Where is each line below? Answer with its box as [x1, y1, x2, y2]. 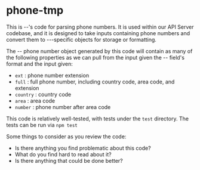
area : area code [14, 97, 56, 104]
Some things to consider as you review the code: [6, 132, 127, 140]
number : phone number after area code [14, 103, 111, 110]
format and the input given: [6, 60, 73, 67]
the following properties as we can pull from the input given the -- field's [6, 54, 185, 61]
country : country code [14, 91, 72, 98]
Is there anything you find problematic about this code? [14, 144, 151, 152]
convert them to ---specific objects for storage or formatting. [6, 36, 157, 43]
